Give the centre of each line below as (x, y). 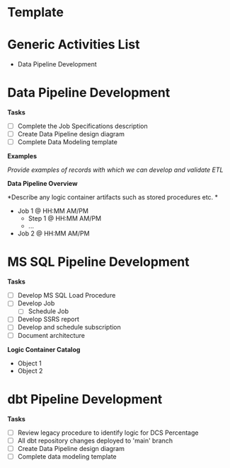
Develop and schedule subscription (69, 327)
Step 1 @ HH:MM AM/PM (64, 218)
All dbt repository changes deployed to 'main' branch (95, 440)
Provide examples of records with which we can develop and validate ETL (115, 170)
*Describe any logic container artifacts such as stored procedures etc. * (113, 197)
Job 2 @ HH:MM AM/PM (53, 233)
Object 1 (29, 363)
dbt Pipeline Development (85, 399)
